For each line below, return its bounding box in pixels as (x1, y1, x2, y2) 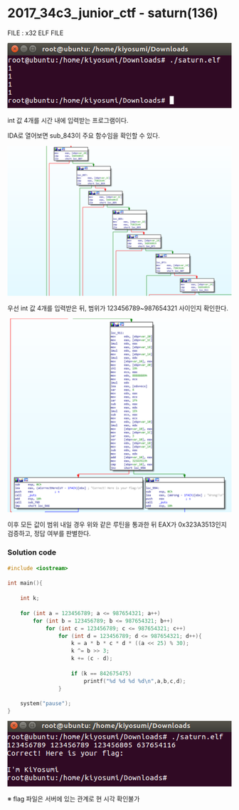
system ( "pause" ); (20, 700, 72, 707)
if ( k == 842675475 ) (70, 669, 132, 677)
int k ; (20, 594, 40, 602)
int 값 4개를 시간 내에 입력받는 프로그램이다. (7, 116, 129, 124)
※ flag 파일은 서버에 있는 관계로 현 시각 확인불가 (7, 794, 140, 804)
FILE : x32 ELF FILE (7, 29, 64, 37)
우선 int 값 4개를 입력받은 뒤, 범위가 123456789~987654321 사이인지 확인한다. (7, 304, 229, 313)
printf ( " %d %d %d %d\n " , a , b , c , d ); (83, 677, 186, 684)
